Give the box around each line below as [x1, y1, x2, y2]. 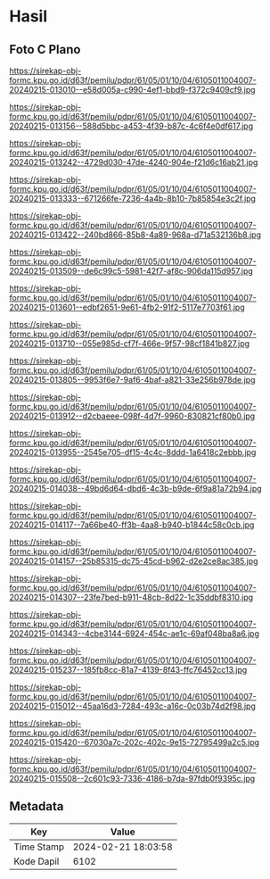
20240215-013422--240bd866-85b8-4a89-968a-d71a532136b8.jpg [9, 229, 261, 240]
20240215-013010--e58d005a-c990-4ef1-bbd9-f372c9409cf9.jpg [9, 85, 256, 95]
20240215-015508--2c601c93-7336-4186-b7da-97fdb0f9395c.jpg [9, 774, 256, 784]
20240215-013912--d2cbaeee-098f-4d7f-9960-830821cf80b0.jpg [9, 410, 256, 421]
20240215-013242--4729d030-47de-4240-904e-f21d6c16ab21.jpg [9, 157, 258, 167]
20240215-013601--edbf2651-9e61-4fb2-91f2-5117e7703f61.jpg [9, 302, 245, 312]
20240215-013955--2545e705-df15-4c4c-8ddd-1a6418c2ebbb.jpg [9, 447, 257, 457]
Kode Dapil [13, 855, 60, 867]
